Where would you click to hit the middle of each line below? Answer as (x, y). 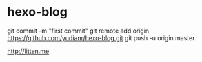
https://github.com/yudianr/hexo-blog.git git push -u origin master (101, 37)
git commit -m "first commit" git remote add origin (78, 31)
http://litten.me (28, 51)
